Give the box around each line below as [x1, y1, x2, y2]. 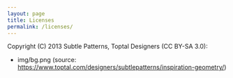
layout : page [7, 10, 45, 17]
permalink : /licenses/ [7, 23, 73, 30]
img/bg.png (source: [17, 56, 77, 64]
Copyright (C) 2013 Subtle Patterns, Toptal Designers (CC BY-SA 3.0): [7, 42, 208, 51]
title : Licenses [7, 17, 54, 24]
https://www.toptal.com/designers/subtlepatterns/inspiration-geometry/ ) [17, 63, 227, 72]
